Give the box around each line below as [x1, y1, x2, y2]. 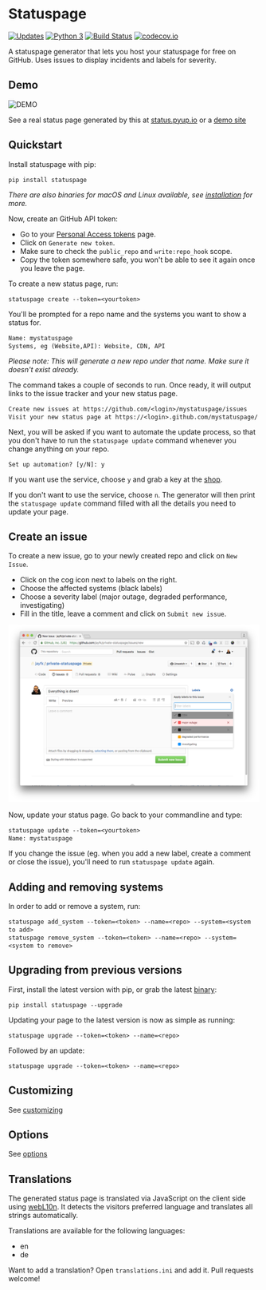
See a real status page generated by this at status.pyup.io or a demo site [8, 115, 247, 125]
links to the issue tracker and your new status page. [8, 388, 178, 398]
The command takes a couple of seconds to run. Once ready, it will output [8, 380, 252, 390]
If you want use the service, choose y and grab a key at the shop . [8, 474, 223, 484]
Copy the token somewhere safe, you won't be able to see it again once [19, 255, 256, 264]
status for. [8, 317, 41, 327]
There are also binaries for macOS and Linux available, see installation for [8, 189, 253, 200]
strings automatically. [8, 1211, 79, 1221]
